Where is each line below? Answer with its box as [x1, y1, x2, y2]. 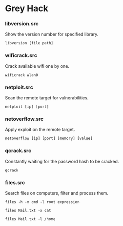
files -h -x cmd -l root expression [5, 199, 80, 205]
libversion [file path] [5, 41, 54, 46]
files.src [5, 179, 25, 186]
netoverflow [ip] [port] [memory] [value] [5, 136, 93, 141]
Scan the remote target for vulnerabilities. [5, 95, 89, 101]
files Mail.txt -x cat [5, 208, 51, 213]
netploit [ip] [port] [5, 104, 49, 110]
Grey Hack [5, 3, 49, 14]
